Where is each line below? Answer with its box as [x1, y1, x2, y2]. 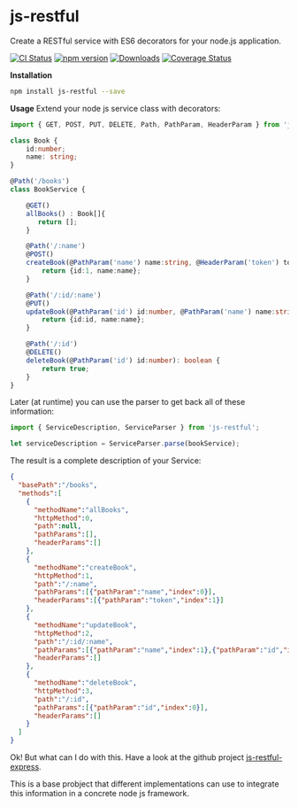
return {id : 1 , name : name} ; [42, 267, 141, 275]
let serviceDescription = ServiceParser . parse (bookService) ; [10, 439, 241, 448]
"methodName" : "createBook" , [33, 563, 138, 572]
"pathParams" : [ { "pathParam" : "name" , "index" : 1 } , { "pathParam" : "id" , [33, 645, 284, 655]
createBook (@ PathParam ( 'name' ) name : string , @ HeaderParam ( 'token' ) [26, 259, 279, 268]
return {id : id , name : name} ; [42, 315, 145, 324]
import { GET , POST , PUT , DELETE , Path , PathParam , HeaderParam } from [10, 120, 279, 129]
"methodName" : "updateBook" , [33, 620, 138, 630]
